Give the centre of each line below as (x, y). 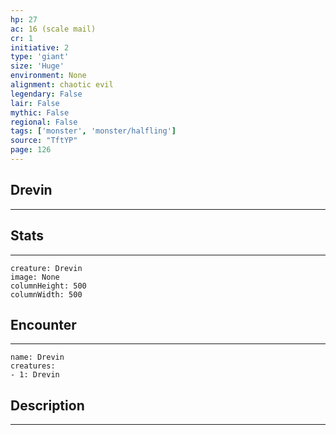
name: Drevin (37, 357)
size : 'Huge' (37, 66)
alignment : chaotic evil (62, 85)
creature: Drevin (46, 268)
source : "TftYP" (44, 141)
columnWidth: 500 (46, 294)
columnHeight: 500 (48, 286)
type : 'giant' (40, 57)
